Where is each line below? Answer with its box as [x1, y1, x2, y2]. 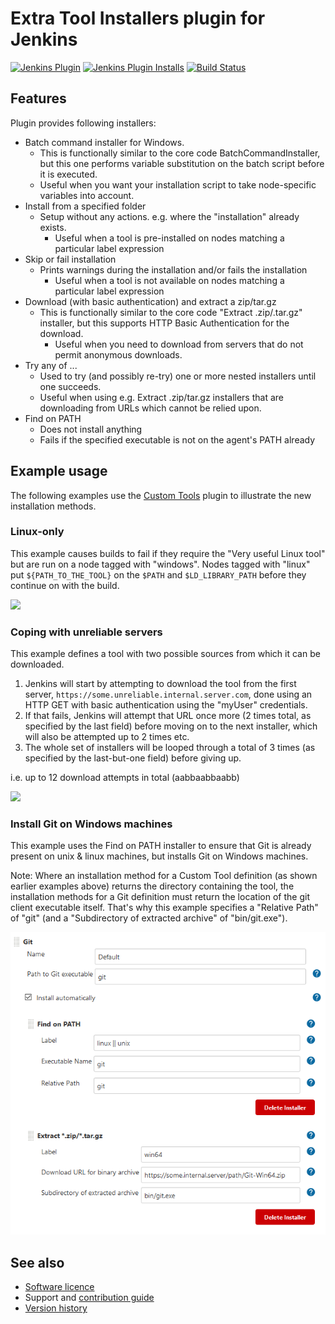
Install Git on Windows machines [10, 817, 173, 831]
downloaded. [10, 658, 65, 671]
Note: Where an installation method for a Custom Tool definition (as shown [10, 870, 318, 882]
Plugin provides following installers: [10, 117, 157, 129]
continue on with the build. [10, 579, 120, 591]
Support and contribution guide [24, 1292, 155, 1303]
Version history [24, 1302, 88, 1314]
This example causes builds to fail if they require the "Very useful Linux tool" [10, 547, 326, 559]
